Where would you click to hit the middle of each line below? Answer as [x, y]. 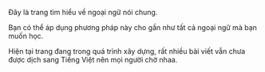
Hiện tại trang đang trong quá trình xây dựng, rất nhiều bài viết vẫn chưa [127, 51]
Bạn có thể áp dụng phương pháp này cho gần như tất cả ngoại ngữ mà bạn [133, 27]
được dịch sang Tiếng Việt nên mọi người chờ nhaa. [93, 60]
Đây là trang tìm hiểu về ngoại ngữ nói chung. [83, 12]
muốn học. [26, 36]
